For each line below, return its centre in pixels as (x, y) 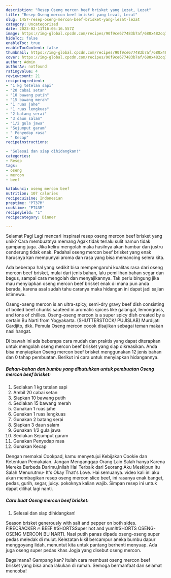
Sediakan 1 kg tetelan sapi (40, 387)
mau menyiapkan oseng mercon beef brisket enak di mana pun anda (77, 284)
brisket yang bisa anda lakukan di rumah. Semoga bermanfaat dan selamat (84, 566)
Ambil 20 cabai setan (35, 393)
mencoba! (16, 571)
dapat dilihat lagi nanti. (29, 489)
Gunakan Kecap (30, 446)
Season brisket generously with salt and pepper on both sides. (71, 523)
